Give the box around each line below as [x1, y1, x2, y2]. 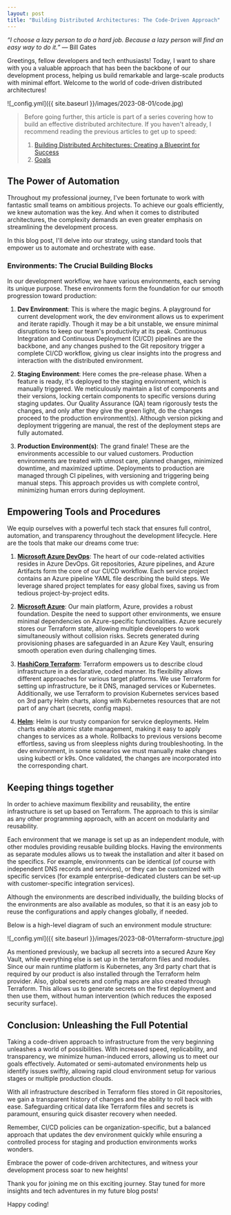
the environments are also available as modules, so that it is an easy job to [7, 900, 219, 909]
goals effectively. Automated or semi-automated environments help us [7, 1059, 207, 1068]
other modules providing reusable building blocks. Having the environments [7, 843, 223, 851]
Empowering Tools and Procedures [7, 506, 161, 517]
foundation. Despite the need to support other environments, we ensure [17, 610, 221, 618]
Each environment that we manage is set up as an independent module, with [7, 835, 224, 844]
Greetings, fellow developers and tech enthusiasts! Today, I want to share [7, 56, 216, 64]
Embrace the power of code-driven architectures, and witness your [7, 1159, 199, 1167]
